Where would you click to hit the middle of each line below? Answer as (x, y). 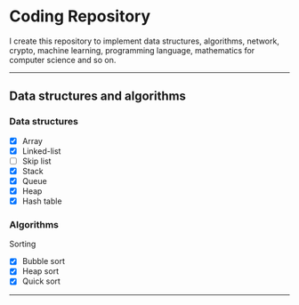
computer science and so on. (63, 60)
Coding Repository (80, 16)
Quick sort (41, 281)
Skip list (36, 161)
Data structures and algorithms (98, 96)
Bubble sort (43, 261)
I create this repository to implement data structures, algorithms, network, (145, 41)
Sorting (23, 244)
